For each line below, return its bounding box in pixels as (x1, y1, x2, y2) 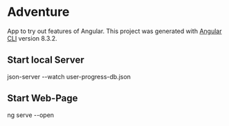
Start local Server (7, 54, 84, 66)
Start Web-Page (7, 92, 78, 104)
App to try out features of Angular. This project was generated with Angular (7, 27, 222, 35)
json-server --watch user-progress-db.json (7, 72, 131, 81)
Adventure (7, 4, 70, 20)
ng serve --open (7, 111, 54, 119)
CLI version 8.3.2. (7, 34, 57, 42)
